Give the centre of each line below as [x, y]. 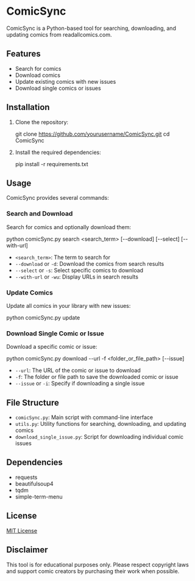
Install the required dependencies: [58, 152]
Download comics [38, 75]
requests [26, 477]
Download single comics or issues [58, 88]
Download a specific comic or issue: [52, 347]
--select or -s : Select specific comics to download [79, 270]
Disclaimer [27, 550]
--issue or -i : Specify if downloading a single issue [80, 384]
